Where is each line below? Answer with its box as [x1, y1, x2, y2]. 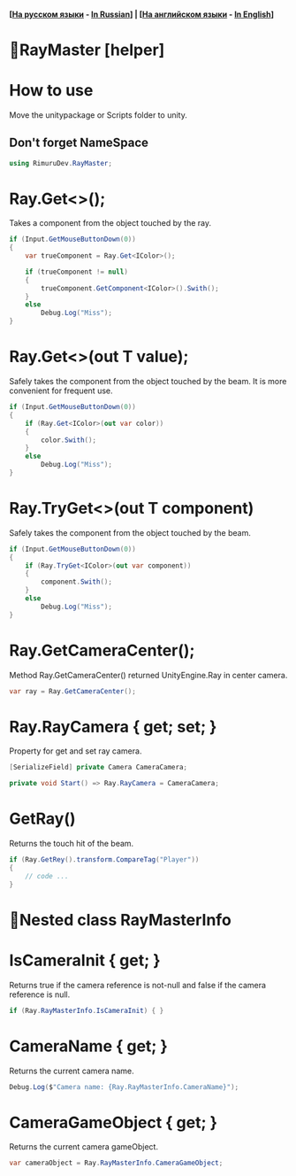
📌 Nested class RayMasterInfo [9, 909, 231, 930]
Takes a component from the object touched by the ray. [9, 218, 212, 228]
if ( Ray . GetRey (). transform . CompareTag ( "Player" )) [9, 855, 200, 864]
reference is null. [9, 989, 71, 1000]
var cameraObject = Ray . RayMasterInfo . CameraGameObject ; [9, 1158, 224, 1168]
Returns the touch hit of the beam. [9, 839, 134, 849]
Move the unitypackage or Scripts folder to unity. [9, 109, 187, 120]
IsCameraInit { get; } [9, 950, 161, 971]
